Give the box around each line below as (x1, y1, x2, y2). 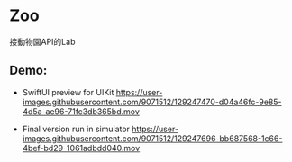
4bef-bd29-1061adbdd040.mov (22, 142, 141, 153)
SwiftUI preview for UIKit (22, 86, 114, 97)
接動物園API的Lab (9, 36, 76, 47)
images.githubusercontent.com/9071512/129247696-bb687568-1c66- (22, 132, 283, 144)
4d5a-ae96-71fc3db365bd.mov (22, 105, 140, 117)
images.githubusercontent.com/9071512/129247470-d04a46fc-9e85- (22, 96, 282, 107)
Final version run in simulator (22, 123, 131, 134)
